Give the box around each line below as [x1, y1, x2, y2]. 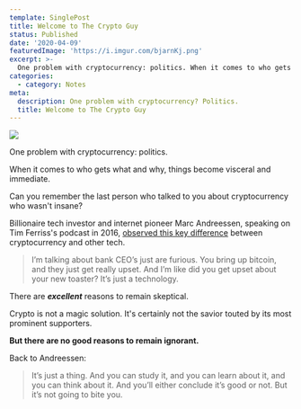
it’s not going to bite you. [31, 389, 123, 400]
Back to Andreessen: [9, 352, 87, 364]
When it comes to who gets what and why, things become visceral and [9, 164, 271, 175]
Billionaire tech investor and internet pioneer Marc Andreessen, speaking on [9, 218, 290, 229]
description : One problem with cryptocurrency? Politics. [17, 96, 240, 106]
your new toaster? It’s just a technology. [31, 273, 180, 284]
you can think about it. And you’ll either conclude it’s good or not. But [31, 379, 288, 391]
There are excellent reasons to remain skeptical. [9, 291, 189, 302]
